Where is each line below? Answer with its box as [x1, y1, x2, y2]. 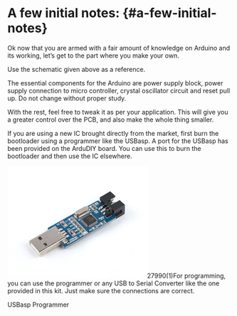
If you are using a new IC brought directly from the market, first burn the [7, 129, 219, 137]
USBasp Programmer [7, 300, 70, 309]
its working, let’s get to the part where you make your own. [7, 51, 179, 60]
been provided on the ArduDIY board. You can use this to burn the [7, 144, 201, 152]
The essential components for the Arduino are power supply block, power [7, 78, 223, 87]
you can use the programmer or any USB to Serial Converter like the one [7, 279, 220, 288]
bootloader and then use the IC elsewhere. [7, 152, 133, 160]
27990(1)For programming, [147, 271, 226, 280]
